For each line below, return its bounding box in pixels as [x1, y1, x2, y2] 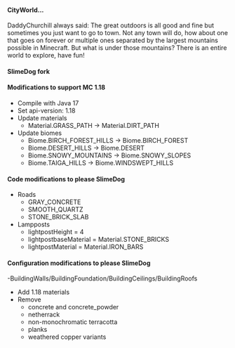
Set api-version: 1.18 [17, 106, 76, 115]
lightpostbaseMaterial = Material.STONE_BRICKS [27, 236, 170, 244]
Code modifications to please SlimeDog [7, 174, 125, 183]
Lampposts [17, 220, 51, 228]
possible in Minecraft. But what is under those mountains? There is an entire [7, 44, 227, 52]
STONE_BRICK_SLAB [27, 213, 89, 221]
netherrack [27, 310, 60, 319]
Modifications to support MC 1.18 [7, 83, 106, 91]
